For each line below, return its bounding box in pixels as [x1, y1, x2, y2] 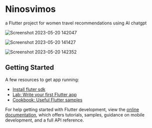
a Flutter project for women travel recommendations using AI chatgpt [5, 20, 147, 26]
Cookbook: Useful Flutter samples [12, 97, 83, 103]
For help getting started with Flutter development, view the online [5, 106, 140, 113]
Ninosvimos [5, 3, 56, 15]
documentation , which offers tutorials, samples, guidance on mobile [5, 112, 145, 118]
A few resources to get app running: [5, 76, 79, 83]
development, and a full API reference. [5, 117, 84, 123]
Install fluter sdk [12, 86, 46, 92]
